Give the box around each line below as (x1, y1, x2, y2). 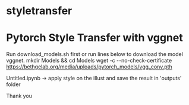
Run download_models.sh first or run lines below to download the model (6, 51, 183, 58)
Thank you (6, 93, 33, 100)
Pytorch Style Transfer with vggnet (6, 31, 183, 45)
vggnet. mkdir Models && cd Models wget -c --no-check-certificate (6, 57, 172, 64)
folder (6, 81, 21, 88)
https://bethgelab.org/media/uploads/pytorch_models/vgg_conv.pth (6, 63, 172, 70)
